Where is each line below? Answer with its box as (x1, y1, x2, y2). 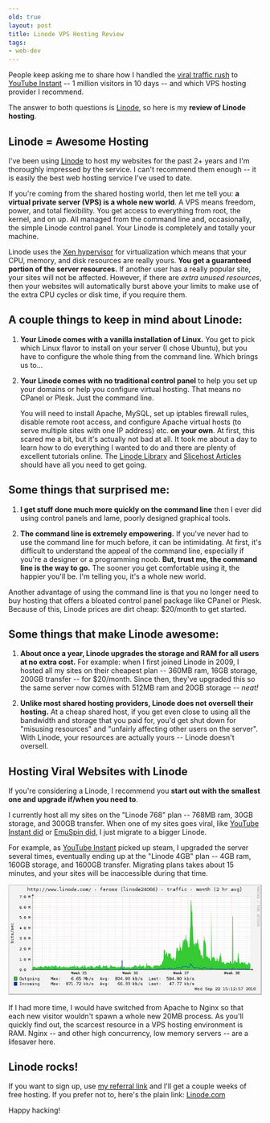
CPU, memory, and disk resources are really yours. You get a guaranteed (8, 255, 252, 265)
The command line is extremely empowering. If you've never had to (19, 528, 249, 539)
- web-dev (8, 47, 42, 56)
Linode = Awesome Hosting (8, 134, 149, 148)
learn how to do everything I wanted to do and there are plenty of (19, 443, 237, 452)
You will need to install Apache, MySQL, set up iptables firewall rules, (19, 408, 249, 418)
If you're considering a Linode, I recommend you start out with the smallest (8, 786, 261, 796)
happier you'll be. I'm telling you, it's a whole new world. (19, 572, 207, 581)
